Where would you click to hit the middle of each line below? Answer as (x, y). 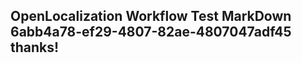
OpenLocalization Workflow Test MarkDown (151, 16)
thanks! (35, 47)
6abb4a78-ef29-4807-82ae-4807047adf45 (151, 32)
